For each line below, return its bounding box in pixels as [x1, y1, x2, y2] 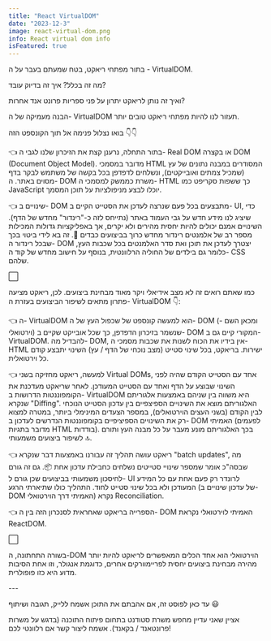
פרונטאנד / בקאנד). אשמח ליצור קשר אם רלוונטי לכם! [8, 623, 172, 634]
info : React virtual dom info [8, 34, 111, 43]
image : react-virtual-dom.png [8, 27, 111, 35]
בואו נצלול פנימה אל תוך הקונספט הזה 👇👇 [8, 128, 138, 138]
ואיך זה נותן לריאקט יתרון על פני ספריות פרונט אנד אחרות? [8, 96, 185, 106]
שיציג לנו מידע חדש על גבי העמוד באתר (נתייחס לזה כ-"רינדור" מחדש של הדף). [8, 213, 252, 223]
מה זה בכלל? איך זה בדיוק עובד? [8, 80, 107, 90]
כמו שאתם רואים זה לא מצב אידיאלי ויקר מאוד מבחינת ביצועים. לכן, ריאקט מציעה [8, 288, 256, 297]
